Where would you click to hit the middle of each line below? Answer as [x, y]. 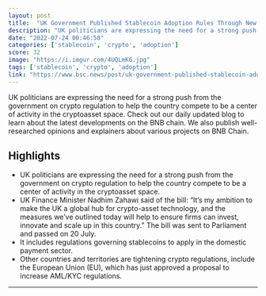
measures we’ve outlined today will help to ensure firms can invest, [129, 217]
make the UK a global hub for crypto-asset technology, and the [122, 209]
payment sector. [46, 251]
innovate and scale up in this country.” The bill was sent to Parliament [133, 225]
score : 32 [25, 52]
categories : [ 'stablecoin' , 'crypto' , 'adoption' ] [93, 45]
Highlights [34, 156]
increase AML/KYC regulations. [71, 276]
